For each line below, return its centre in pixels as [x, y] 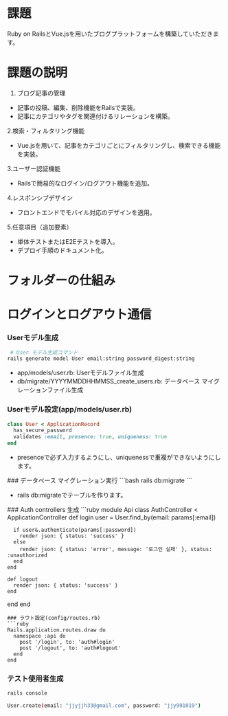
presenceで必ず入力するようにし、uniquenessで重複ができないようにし [119, 458]
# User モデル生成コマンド [44, 353]
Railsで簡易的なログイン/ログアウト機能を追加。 [85, 183]
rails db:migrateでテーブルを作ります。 [72, 495]
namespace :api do [40, 636]
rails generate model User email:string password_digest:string [101, 359]
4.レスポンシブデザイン [40, 198]
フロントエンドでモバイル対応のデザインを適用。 [86, 212]
